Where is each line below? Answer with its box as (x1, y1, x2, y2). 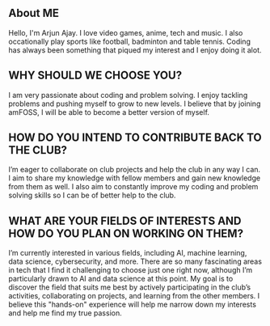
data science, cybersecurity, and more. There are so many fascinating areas (8, 256, 263, 266)
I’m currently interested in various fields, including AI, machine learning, (8, 248, 247, 258)
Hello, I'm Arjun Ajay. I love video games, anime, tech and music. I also (8, 28, 243, 37)
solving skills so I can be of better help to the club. (8, 190, 176, 201)
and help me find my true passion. (8, 308, 123, 318)
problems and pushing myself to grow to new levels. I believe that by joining (8, 99, 261, 108)
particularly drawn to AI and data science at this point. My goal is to (8, 274, 234, 284)
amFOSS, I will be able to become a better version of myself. (8, 107, 210, 116)
